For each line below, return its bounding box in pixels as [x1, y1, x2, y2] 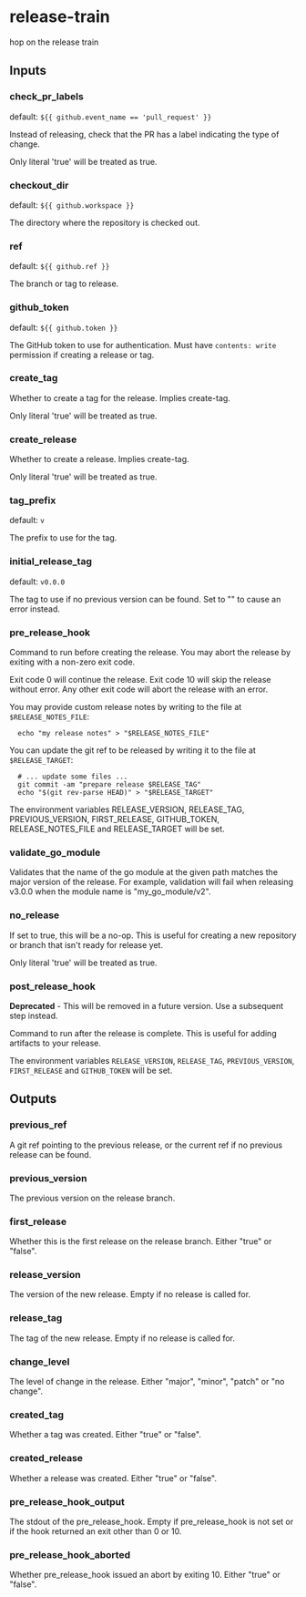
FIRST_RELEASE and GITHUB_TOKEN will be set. [9, 1065, 173, 1076]
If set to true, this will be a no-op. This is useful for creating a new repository [9, 930, 297, 941]
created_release [9, 1452, 84, 1465]
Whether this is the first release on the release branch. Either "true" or [9, 1236, 272, 1247]
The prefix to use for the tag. [9, 532, 117, 543]
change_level [9, 1355, 70, 1368]
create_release [9, 433, 77, 446]
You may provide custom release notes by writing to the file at [9, 702, 242, 712]
